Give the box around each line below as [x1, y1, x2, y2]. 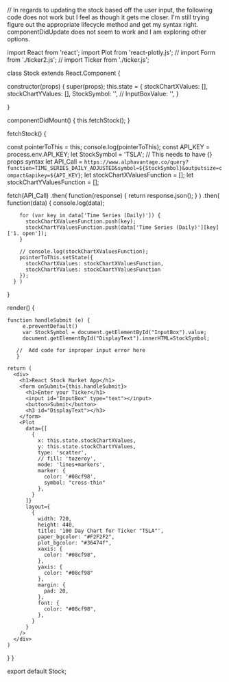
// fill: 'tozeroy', [37, 455, 97, 462]
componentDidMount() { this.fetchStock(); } [7, 116, 130, 124]
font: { [37, 599, 60, 606]
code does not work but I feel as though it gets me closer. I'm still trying [7, 13, 210, 21]
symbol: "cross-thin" [43, 479, 106, 486]
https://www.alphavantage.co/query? [84, 159, 189, 166]
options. [7, 35, 31, 43]
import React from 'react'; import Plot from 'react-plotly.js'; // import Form [7, 48, 216, 56]
